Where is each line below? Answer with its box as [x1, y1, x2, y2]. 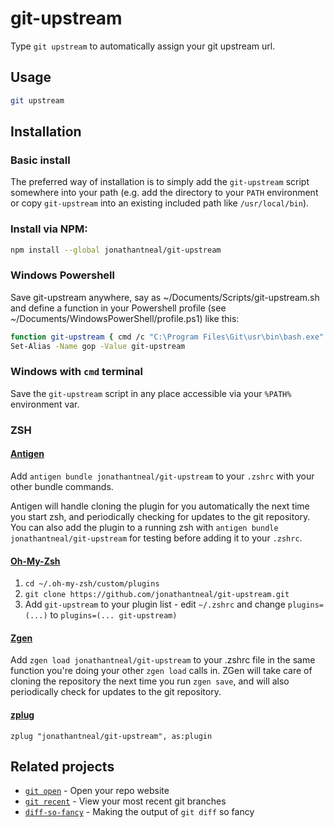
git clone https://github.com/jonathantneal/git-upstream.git [24, 590, 290, 600]
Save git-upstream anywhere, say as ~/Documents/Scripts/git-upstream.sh [10, 291, 320, 303]
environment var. [10, 398, 80, 410]
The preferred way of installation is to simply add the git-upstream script [10, 176, 310, 188]
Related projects [10, 758, 115, 775]
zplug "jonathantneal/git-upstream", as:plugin [10, 731, 213, 741]
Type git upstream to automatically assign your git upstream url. [10, 40, 276, 52]
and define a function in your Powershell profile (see [10, 302, 227, 314]
